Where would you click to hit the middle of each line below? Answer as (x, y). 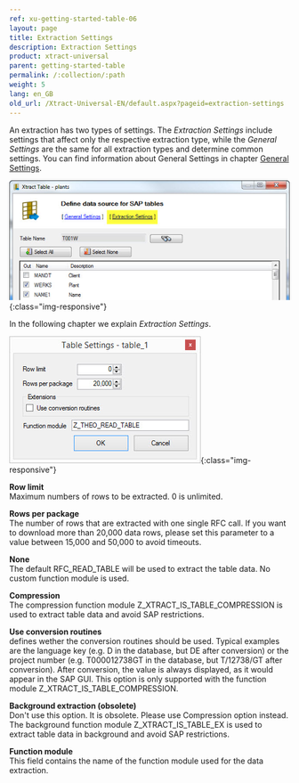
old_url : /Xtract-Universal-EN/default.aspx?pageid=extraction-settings (147, 103)
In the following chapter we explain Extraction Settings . (110, 323)
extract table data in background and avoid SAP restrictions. (119, 734)
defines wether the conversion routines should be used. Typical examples (145, 640)
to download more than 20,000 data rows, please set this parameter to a (142, 532)
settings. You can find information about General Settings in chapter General (149, 158)
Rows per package (44, 513)
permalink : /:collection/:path (67, 76)
